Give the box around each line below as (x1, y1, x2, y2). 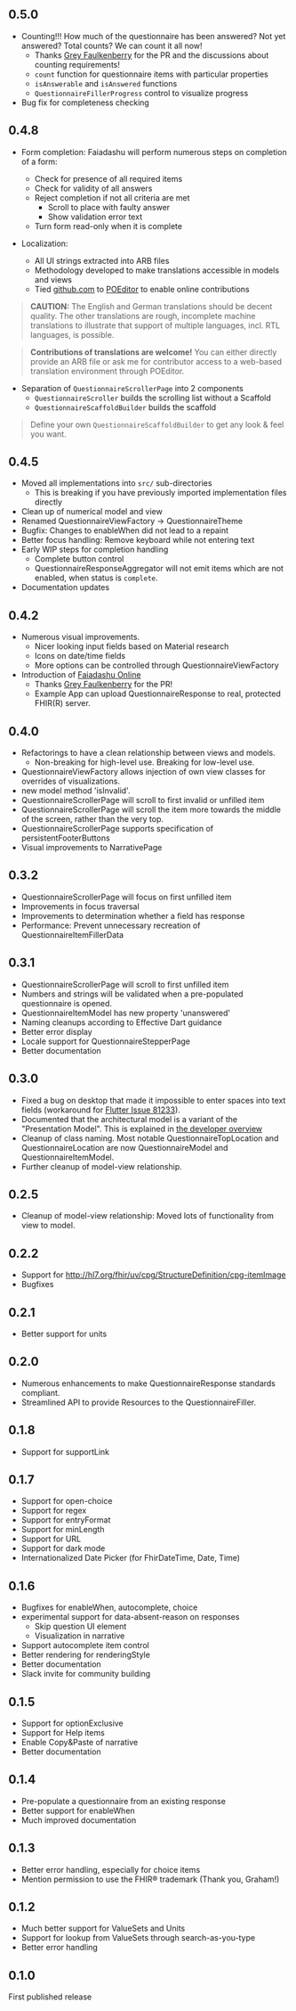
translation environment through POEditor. (29, 365, 185, 376)
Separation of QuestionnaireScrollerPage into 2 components (20, 382, 244, 393)
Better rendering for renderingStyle (20, 1649, 150, 1661)
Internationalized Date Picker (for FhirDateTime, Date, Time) (20, 1553, 241, 1564)
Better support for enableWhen (20, 1805, 135, 1816)
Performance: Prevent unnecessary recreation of (20, 920, 201, 931)
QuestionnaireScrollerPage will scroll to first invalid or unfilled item (20, 795, 265, 806)
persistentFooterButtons (20, 833, 110, 843)
